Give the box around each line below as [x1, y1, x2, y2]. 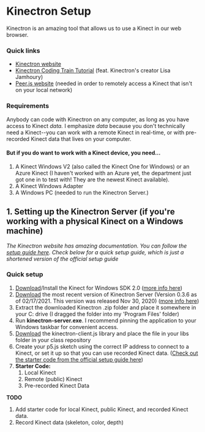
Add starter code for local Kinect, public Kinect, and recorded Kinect [15, 406, 188, 413]
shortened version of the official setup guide [6, 255, 119, 262]
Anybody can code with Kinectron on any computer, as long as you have [6, 115, 190, 123]
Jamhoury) [15, 74, 43, 81]
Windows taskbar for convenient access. [15, 323, 119, 330]
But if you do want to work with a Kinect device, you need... [6, 149, 161, 157]
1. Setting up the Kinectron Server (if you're [6, 207, 176, 217]
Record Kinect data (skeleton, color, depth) [15, 419, 124, 426]
